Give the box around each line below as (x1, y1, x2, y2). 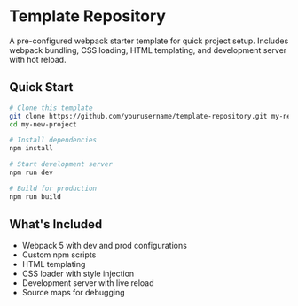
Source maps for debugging (21, 287, 125, 298)
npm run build (9, 192, 62, 201)
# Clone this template (9, 103, 93, 112)
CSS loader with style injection (21, 268, 135, 279)
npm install (9, 144, 53, 153)
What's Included (9, 217, 103, 232)
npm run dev (9, 168, 53, 177)
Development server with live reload (21, 278, 154, 288)
